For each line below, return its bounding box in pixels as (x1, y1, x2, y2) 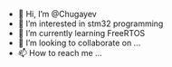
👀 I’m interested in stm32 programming (17, 18, 164, 29)
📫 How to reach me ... (17, 48, 102, 58)
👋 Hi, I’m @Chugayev (17, 9, 97, 19)
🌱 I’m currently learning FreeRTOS (17, 28, 146, 38)
